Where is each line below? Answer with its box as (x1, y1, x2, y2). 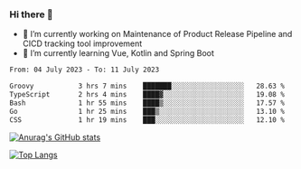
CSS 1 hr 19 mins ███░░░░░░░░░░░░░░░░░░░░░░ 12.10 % (9, 115, 285, 125)
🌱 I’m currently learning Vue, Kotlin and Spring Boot (22, 48, 215, 59)
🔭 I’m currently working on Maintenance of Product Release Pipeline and (22, 29, 293, 40)
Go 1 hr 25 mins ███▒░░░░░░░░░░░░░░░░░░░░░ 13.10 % (9, 107, 285, 116)
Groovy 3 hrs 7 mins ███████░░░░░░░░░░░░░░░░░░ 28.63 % (9, 81, 285, 91)
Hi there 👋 (9, 8, 54, 21)
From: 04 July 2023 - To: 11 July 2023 (9, 65, 160, 75)
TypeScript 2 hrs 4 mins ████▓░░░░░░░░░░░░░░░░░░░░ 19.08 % (9, 90, 285, 99)
